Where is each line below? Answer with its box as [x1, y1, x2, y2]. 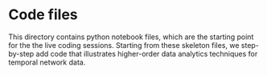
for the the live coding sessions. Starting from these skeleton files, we [8, 40, 240, 49]
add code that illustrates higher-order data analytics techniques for [35, 49, 258, 58]
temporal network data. [8, 57, 86, 67]
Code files [8, 6, 78, 24]
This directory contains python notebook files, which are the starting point [8, 32, 254, 41]
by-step [8, 49, 35, 58]
